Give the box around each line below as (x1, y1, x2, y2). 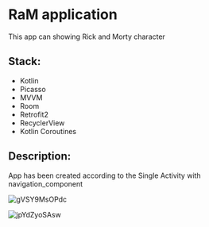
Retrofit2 (19, 110, 49, 119)
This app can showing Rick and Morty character (8, 32, 165, 41)
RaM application (8, 6, 118, 24)
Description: (8, 149, 72, 164)
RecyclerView (19, 117, 65, 128)
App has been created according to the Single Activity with (8, 171, 201, 180)
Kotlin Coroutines (19, 126, 77, 136)
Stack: (8, 55, 41, 68)
